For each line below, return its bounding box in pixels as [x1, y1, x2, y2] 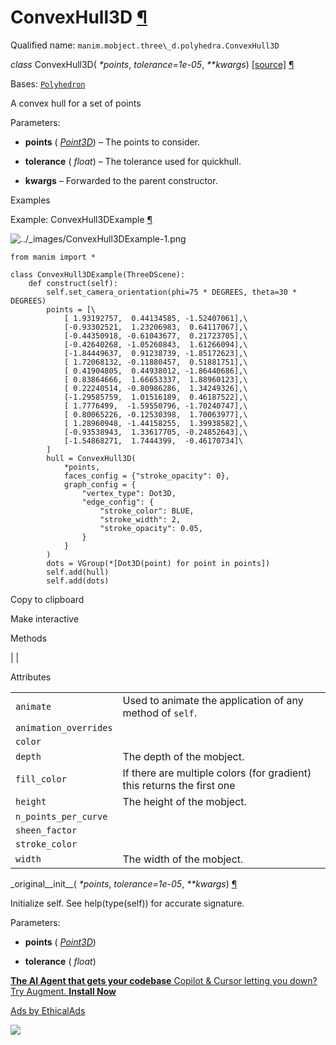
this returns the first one [122, 778, 236, 792]
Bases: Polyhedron [10, 77, 86, 90]
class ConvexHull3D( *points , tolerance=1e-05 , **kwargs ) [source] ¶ [10, 58, 295, 70]
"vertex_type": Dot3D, [81, 488, 177, 498]
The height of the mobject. [122, 794, 247, 808]
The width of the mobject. [122, 852, 244, 866]
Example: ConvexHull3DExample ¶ [10, 213, 153, 225]
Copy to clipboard [10, 593, 85, 605]
